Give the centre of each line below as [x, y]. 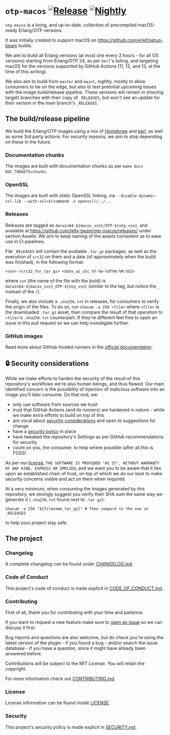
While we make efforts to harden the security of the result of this [73, 378]
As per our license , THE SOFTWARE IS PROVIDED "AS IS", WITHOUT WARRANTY [82, 463]
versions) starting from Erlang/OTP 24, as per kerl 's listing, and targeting [82, 60]
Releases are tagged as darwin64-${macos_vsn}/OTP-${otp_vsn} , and [77, 225]
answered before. [24, 654]
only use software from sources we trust [55, 404]
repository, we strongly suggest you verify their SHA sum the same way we [84, 494]
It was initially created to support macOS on [51, 40]
